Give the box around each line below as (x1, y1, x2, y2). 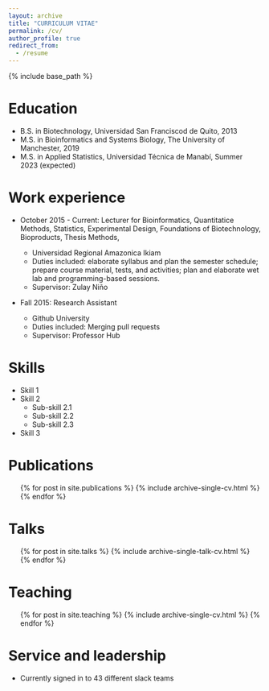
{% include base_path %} (8, 72, 93, 81)
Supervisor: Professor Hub (31, 330, 120, 340)
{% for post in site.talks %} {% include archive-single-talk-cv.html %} (19, 546, 251, 556)
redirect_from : (8, 42, 59, 50)
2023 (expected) (19, 160, 76, 170)
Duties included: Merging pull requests (31, 321, 161, 331)
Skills (8, 359, 46, 377)
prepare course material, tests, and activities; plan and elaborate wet (31, 265, 259, 275)
